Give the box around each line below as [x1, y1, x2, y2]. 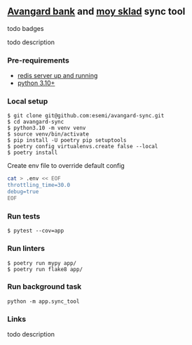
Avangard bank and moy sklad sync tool [7, 6, 186, 18]
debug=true [7, 188, 39, 195]
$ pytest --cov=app [7, 228, 64, 235]
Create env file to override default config [7, 162, 125, 170]
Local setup [7, 96, 48, 106]
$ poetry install [7, 149, 58, 157]
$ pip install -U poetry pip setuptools [7, 137, 128, 144]
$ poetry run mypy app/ [7, 259, 77, 266]
